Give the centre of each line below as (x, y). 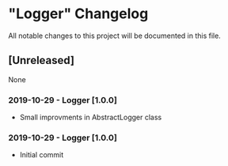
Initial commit (42, 155)
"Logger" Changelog (78, 14)
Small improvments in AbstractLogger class (91, 117)
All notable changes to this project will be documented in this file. (115, 36)
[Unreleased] (42, 60)
